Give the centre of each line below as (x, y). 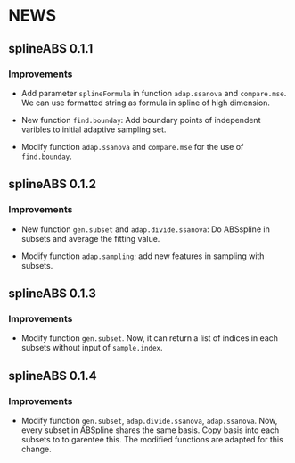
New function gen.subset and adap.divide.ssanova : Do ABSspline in (146, 229)
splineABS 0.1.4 (53, 376)
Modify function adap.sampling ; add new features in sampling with (143, 256)
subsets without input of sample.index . (92, 348)
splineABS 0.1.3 (53, 293)
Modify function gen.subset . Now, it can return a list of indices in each (149, 338)
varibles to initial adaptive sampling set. (94, 129)
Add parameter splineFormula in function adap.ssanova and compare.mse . (154, 93)
